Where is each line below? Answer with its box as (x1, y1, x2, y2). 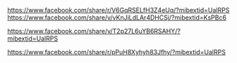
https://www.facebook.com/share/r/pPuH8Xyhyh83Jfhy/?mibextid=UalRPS (7, 48, 226, 56)
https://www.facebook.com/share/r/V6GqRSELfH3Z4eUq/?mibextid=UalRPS (7, 6, 230, 14)
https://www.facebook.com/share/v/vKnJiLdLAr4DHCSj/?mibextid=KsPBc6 (7, 13, 227, 22)
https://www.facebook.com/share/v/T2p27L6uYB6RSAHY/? (7, 27, 181, 35)
